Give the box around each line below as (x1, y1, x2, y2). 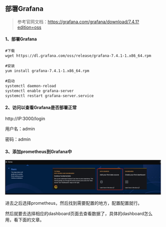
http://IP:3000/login (5, 115, 45, 122)
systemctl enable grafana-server (5, 88, 74, 94)
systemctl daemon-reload (5, 83, 56, 89)
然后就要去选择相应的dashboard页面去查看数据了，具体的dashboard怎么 (5, 210, 153, 216)
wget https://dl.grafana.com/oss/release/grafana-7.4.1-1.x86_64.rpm (5, 53, 152, 58)
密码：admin (5, 136, 31, 142)
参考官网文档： (17, 19, 48, 25)
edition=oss (17, 24, 41, 30)
